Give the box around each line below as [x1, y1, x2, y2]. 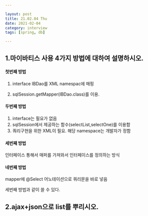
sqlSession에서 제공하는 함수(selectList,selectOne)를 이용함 [12, 121, 131, 127]
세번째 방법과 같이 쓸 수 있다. [5, 187, 61, 193]
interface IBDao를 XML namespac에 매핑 [12, 80, 94, 87]
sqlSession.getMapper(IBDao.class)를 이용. [12, 91, 100, 97]
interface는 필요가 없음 [12, 115, 57, 121]
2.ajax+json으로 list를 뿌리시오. [5, 203, 99, 211]
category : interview [5, 25, 48, 30]
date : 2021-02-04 [5, 21, 41, 26]
